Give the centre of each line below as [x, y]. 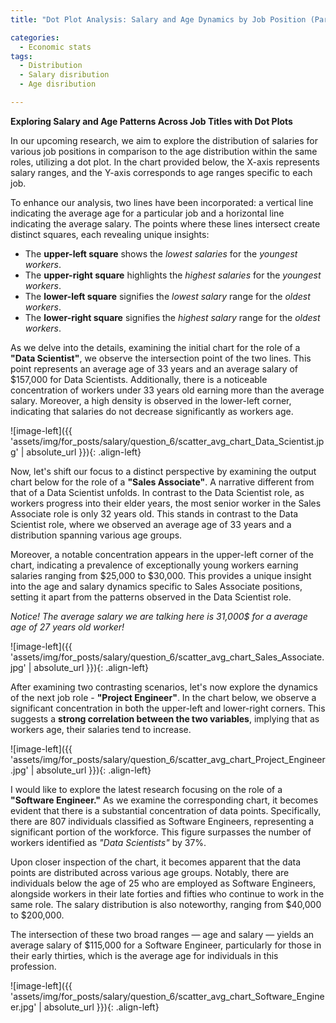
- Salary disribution [64, 75]
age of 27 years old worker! [67, 627]
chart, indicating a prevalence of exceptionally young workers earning [154, 565]
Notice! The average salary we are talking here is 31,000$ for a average [159, 616]
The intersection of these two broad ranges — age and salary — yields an [162, 934]
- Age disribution [58, 84]
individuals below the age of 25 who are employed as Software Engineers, [163, 883]
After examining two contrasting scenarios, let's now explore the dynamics [164, 687]
